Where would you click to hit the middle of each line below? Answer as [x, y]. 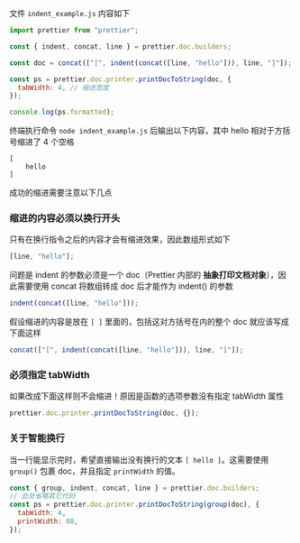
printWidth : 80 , [48, 521]
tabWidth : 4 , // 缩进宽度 [64, 87]
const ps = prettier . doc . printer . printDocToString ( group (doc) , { [134, 505]
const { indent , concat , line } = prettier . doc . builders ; [120, 46]
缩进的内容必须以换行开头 [65, 218]
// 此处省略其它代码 [42, 496]
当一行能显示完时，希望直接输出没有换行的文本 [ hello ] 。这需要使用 [139, 459]
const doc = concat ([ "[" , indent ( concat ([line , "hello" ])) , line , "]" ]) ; [151, 63]
